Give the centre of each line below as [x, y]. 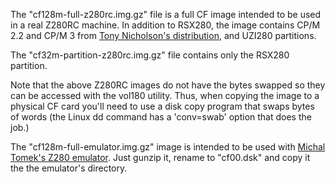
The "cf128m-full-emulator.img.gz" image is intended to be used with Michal [168, 147]
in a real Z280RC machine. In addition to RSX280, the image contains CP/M [165, 25]
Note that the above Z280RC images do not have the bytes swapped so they [168, 85]
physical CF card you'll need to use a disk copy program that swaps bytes [162, 106]
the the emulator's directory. [69, 168]
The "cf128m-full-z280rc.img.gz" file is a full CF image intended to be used [166, 14]
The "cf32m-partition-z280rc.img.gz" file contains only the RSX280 [150, 55]
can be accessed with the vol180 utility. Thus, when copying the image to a [165, 95]
